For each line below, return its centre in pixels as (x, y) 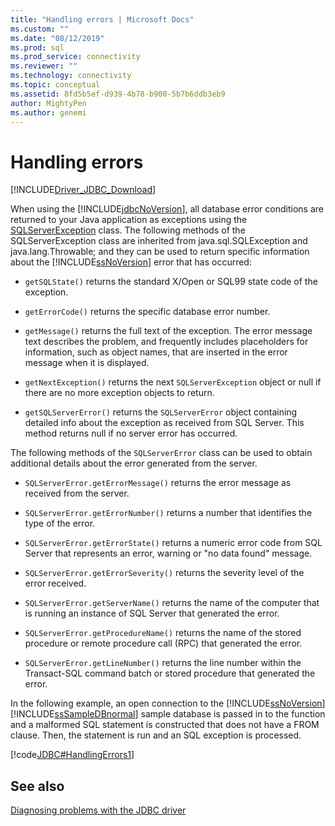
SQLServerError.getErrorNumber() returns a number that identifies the (168, 513)
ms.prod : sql (37, 47)
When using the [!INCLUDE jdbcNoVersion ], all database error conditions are (167, 209)
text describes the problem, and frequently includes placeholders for (166, 342)
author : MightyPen (48, 103)
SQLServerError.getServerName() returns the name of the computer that (172, 603)
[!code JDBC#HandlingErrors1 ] (72, 755)
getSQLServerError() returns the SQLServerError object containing (161, 412)
